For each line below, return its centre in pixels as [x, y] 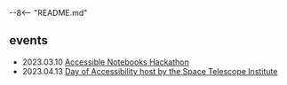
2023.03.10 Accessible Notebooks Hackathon [105, 62]
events [29, 40]
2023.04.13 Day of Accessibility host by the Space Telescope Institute [150, 71]
